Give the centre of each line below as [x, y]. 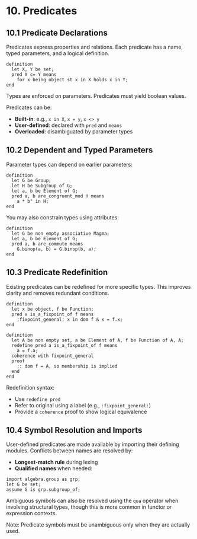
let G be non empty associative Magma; [61, 233]
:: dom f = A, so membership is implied [67, 366]
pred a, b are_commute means [47, 244]
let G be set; [24, 484]
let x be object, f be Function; [53, 309]
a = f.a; [28, 350]
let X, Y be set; [33, 69]
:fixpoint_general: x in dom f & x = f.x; [70, 319]
